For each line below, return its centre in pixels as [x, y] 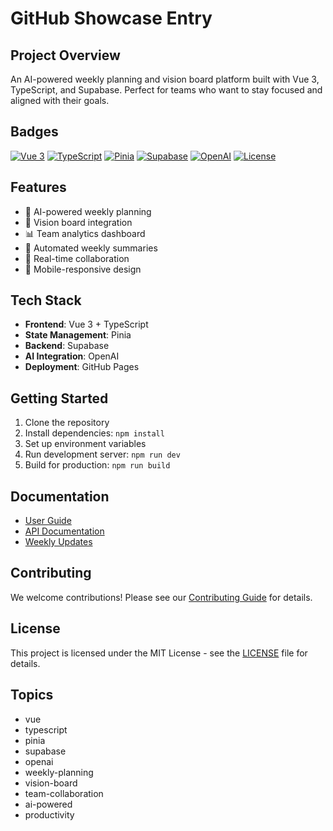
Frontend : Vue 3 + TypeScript [86, 324]
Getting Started [59, 398]
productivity [49, 814]
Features [38, 187]
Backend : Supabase [67, 346]
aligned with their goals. [60, 100]
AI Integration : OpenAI [72, 356]
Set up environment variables [85, 444]
